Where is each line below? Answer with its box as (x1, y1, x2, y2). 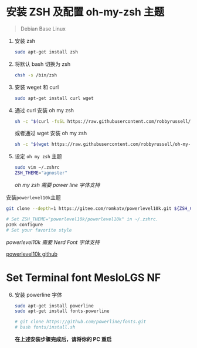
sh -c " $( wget (14, 142, 49, 148)
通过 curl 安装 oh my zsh (14, 106, 74, 113)
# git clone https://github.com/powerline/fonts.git (14, 319, 147, 325)
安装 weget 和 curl (14, 83, 59, 91)
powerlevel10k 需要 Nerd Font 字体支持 (6, 239, 100, 246)
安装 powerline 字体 (14, 291, 63, 298)
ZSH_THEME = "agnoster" (14, 170, 67, 176)
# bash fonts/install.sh (14, 324, 76, 330)
